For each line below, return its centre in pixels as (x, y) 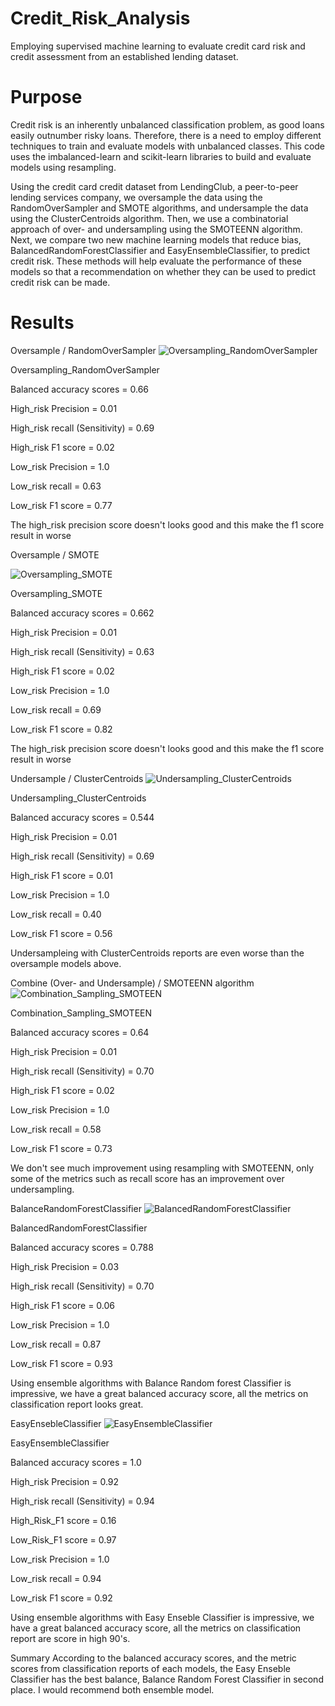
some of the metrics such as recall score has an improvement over (147, 1178)
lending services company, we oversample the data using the (136, 197)
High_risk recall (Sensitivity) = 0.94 (82, 1501)
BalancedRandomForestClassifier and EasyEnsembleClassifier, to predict (160, 250)
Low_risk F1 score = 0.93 (61, 1363)
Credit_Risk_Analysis (100, 18)
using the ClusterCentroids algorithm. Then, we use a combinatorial (149, 218)
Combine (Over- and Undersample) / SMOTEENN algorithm (132, 983)
